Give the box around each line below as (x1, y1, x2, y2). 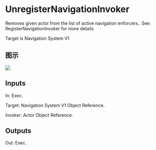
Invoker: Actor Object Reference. (5, 112, 73, 118)
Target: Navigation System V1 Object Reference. (5, 102, 105, 108)
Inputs (5, 79, 26, 88)
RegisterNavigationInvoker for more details (5, 25, 94, 31)
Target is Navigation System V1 (5, 35, 69, 41)
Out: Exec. (5, 140, 27, 146)
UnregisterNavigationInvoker (5, 4, 130, 15)
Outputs (5, 126, 32, 135)
